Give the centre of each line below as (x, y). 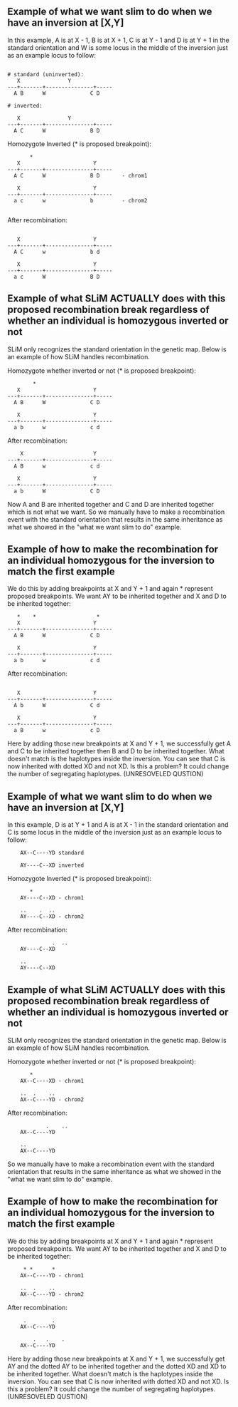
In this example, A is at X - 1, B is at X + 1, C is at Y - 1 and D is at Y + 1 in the (118, 40)
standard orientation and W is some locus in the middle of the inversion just (118, 47)
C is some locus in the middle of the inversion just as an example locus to (115, 833)
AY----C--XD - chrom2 (52, 917)
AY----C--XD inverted (52, 865)
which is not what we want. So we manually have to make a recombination (116, 512)
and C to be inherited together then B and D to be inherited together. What (116, 751)
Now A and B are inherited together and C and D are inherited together (111, 504)
